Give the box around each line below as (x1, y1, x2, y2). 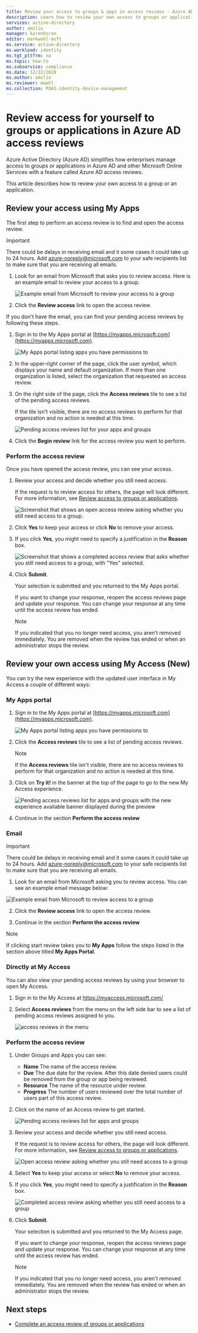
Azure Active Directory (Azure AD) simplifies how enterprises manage (6, 156, 176, 163)
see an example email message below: (14, 885, 109, 892)
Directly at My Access (6, 963, 71, 971)
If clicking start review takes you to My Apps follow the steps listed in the (6, 942, 184, 949)
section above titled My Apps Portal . (6, 948, 95, 956)
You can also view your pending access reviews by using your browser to (6, 976, 184, 983)
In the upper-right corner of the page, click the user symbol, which (14, 360, 177, 367)
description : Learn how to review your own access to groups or (6, 14, 167, 20)
